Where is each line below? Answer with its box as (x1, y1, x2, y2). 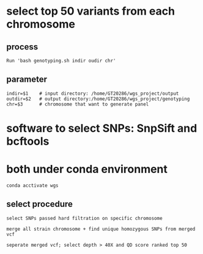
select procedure (6, 199, 73, 209)
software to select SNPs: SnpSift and (6, 122, 197, 135)
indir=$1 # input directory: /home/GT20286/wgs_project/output (6, 90, 179, 96)
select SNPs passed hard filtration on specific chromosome (6, 215, 163, 221)
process (6, 42, 39, 52)
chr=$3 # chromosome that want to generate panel (6, 101, 149, 107)
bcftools (6, 134, 50, 148)
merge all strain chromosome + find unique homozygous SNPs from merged (6, 226, 196, 232)
